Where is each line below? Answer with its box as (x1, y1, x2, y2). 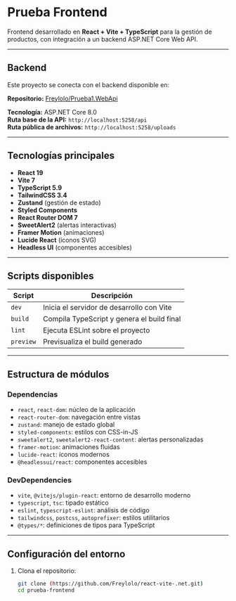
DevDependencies (7, 475, 72, 485)
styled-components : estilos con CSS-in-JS (17, 428, 138, 437)
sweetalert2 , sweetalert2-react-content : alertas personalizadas (17, 435, 204, 444)
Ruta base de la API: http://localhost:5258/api (7, 115, 147, 124)
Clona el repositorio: (17, 567, 77, 575)
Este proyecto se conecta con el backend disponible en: (7, 80, 170, 89)
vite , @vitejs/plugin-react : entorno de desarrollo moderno (17, 491, 191, 500)
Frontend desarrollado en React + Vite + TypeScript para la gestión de (7, 27, 212, 36)
